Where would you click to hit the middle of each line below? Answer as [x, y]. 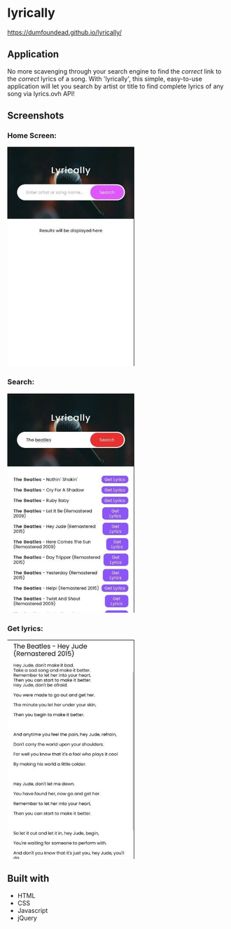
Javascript [33, 910]
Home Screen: [32, 136]
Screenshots [36, 116]
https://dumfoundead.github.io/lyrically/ [65, 32]
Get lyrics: [25, 628]
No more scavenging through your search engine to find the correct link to [114, 71]
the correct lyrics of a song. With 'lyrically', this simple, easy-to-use [105, 79]
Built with [28, 879]
